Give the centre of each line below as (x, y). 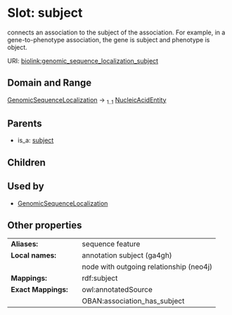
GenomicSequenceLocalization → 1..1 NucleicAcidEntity (87, 101)
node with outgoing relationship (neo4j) (147, 267)
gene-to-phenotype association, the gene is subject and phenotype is (109, 39)
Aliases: (25, 244)
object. (18, 47)
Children (26, 162)
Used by (26, 186)
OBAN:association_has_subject (133, 301)
